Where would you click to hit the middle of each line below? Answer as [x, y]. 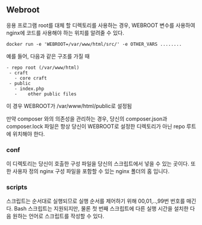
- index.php [29, 89]
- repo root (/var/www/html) [43, 68]
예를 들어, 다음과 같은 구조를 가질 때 [48, 56]
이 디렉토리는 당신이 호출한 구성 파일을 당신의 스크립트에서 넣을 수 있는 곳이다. [98, 164]
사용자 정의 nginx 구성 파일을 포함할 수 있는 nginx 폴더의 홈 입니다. [91, 171]
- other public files [46, 94]
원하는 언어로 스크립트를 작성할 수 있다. [58, 216]
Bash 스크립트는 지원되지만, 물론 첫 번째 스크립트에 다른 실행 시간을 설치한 [101, 209]
